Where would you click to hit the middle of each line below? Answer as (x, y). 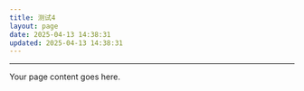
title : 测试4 (33, 18)
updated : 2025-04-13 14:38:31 (66, 43)
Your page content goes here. (65, 77)
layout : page (34, 26)
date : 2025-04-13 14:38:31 (60, 34)
